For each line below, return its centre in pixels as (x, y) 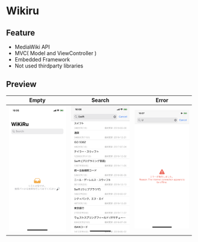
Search (100, 100)
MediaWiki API (32, 47)
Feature (21, 33)
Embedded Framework (42, 59)
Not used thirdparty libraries (49, 66)
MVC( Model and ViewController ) (56, 53)
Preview (22, 84)
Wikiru (23, 11)
